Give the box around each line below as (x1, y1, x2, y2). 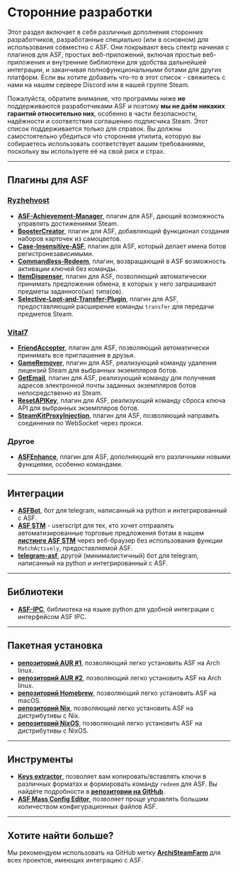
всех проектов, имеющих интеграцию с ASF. (7, 856, 144, 865)
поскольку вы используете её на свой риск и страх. (7, 147, 165, 155)
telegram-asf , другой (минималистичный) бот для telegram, (17, 551, 200, 560)
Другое (7, 436, 35, 446)
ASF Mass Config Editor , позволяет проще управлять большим (17, 795, 209, 804)
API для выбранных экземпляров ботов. (17, 404, 140, 412)
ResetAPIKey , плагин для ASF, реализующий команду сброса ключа (17, 396, 226, 404)
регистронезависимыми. (17, 249, 94, 257)
